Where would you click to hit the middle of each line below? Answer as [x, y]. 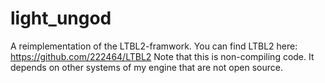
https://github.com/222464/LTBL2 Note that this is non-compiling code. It [162, 56]
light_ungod [61, 18]
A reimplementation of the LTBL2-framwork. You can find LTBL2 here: [154, 46]
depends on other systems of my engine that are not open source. [146, 67]
